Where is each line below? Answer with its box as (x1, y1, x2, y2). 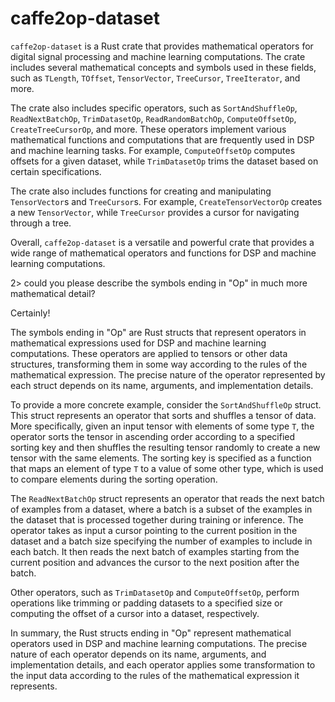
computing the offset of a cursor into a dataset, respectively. (10, 607, 260, 619)
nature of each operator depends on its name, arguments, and (10, 648, 267, 660)
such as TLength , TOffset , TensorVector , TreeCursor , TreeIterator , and (10, 72, 301, 84)
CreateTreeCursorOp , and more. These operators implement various (10, 123, 287, 135)
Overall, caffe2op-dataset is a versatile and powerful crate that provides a (10, 236, 315, 248)
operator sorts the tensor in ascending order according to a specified (10, 430, 296, 442)
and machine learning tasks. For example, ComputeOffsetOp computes (10, 144, 296, 156)
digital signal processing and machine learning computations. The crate (10, 50, 306, 62)
